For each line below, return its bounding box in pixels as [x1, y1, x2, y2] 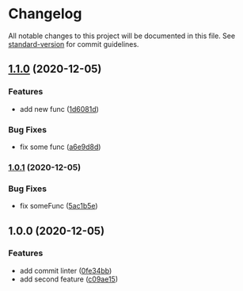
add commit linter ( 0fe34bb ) [19, 266, 112, 275]
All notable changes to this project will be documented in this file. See [8, 31, 236, 40]
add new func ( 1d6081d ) [19, 104, 99, 113]
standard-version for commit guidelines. [8, 39, 139, 48]
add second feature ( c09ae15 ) [19, 274, 119, 284]
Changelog [8, 5, 82, 23]
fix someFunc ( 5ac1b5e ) [19, 201, 98, 211]
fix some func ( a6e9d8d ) [19, 142, 101, 151]
